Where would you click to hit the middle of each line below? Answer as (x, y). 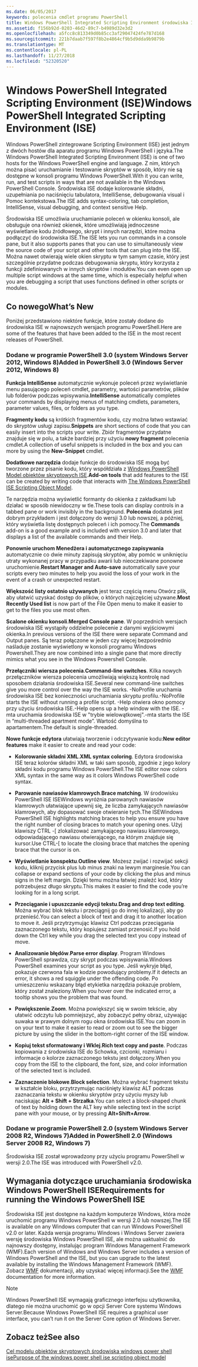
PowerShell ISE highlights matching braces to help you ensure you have (102, 818)
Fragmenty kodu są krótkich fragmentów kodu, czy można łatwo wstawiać (97, 419)
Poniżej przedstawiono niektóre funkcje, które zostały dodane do (85, 321)
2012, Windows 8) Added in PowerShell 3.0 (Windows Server (95, 363)
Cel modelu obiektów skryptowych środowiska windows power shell (89, 1351)
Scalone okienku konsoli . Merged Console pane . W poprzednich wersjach (97, 621)
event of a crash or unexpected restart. (54, 579)
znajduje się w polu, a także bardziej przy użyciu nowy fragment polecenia (98, 438)
